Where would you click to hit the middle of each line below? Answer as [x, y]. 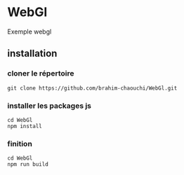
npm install [25, 126]
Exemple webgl [29, 31]
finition [20, 143]
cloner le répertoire [41, 73]
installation [32, 54]
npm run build [28, 164]
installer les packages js [50, 106]
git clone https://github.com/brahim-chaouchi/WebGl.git [92, 88]
